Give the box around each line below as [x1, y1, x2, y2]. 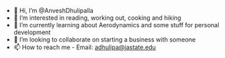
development [13, 28, 51, 36]
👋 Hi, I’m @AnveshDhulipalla [13, 7, 94, 14]
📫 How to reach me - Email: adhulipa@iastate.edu [13, 43, 156, 51]
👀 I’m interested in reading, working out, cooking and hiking [13, 14, 181, 22]
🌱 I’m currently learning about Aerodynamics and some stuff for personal [13, 21, 220, 29]
